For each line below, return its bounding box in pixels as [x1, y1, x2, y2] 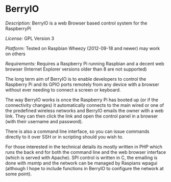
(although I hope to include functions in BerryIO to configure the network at [5, 165, 164, 171]
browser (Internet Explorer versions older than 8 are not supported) [5, 66, 147, 72]
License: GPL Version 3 [5, 35, 55, 41]
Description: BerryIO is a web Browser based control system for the [5, 20, 148, 26]
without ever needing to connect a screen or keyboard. [5, 86, 121, 93]
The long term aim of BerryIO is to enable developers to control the [5, 76, 146, 82]
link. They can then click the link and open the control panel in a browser [5, 113, 158, 119]
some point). [5, 171, 32, 177]
